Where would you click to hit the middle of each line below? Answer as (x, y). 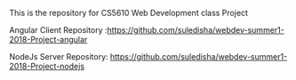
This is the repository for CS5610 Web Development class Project (129, 13)
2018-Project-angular (48, 40)
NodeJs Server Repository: (59, 56)
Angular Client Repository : (59, 30)
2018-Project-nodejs (47, 66)
